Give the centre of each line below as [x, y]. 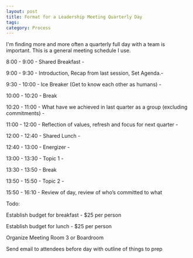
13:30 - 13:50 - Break [32, 170]
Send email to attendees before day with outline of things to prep [84, 249]
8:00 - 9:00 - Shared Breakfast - [45, 62]
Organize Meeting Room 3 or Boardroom [55, 238]
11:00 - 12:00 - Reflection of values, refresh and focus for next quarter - [92, 125]
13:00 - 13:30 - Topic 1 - [35, 159]
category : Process [28, 28]
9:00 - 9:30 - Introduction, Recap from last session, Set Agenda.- [85, 73]
